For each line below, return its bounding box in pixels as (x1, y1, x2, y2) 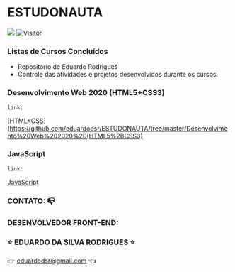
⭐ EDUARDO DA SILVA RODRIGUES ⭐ (7, 237, 136, 247)
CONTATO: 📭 (7, 196, 55, 206)
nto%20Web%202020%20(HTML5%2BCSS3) (7, 131, 143, 140)
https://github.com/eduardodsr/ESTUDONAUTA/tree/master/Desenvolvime (9, 124, 228, 132)
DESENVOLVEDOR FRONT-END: (7, 217, 119, 227)
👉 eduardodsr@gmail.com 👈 (7, 256, 96, 265)
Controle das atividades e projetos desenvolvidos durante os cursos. (17, 70, 218, 79)
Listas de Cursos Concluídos (7, 46, 108, 56)
